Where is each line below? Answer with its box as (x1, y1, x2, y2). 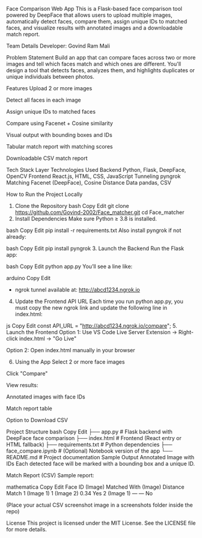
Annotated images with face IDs (6, 393, 85, 400)
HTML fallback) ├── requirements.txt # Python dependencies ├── (6, 441, 173, 448)
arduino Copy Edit (6, 275, 51, 281)
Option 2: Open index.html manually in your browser (6, 347, 135, 353)
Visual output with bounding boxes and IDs (6, 132, 112, 138)
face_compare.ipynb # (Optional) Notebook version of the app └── (6, 447, 173, 454)
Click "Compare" (6, 370, 48, 377)
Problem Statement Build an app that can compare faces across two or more (6, 54, 196, 61)
